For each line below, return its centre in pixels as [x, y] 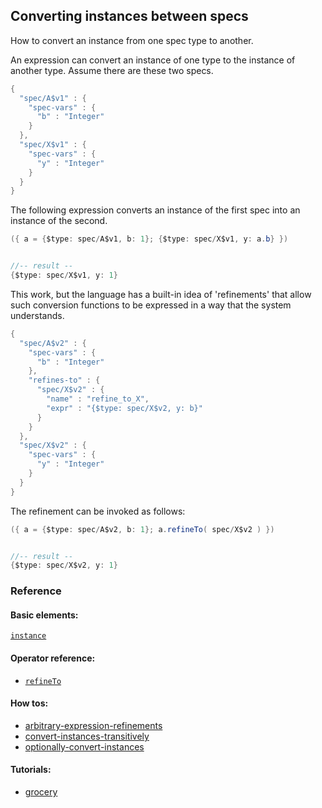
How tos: [29, 703]
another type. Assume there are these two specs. [112, 70]
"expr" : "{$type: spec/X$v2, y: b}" [124, 408]
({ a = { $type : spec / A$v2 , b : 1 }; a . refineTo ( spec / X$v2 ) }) [142, 529]
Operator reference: [53, 658]
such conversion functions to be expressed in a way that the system [151, 305]
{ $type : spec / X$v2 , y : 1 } [64, 565]
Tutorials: [31, 770]
